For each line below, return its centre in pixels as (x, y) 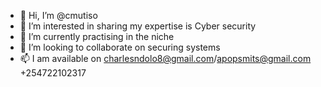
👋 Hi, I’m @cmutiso (58, 15)
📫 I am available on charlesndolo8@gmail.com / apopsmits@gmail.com (165, 58)
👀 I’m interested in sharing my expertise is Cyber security (138, 26)
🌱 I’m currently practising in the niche (97, 36)
